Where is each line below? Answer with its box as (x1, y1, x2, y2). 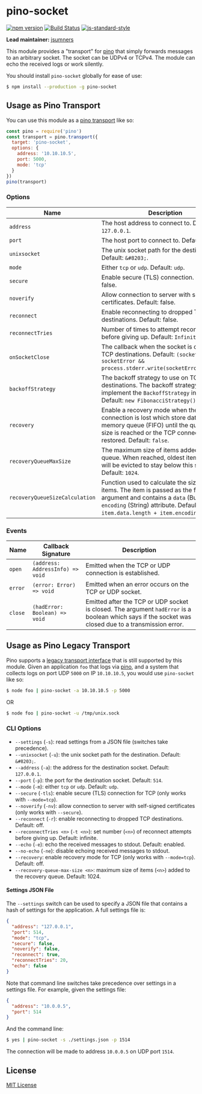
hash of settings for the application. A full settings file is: (6, 906, 146, 914)
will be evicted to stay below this (101, 460, 194, 469)
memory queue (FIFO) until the (101, 421, 188, 429)
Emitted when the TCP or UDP (85, 561, 171, 570)
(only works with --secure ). (14, 809, 83, 816)
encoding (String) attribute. (101, 501, 177, 509)
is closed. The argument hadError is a (85, 605, 191, 613)
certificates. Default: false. (101, 297, 176, 306)
